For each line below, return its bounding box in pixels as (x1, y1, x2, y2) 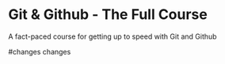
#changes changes (8, 47, 71, 56)
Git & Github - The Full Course (8, 6, 208, 24)
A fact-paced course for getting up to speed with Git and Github (8, 32, 217, 41)
